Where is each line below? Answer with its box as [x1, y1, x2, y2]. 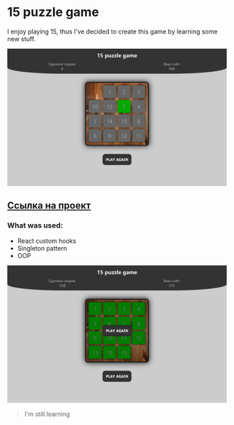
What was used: [7, 221, 63, 230]
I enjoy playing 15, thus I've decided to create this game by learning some [7, 27, 218, 36]
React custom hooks [17, 237, 77, 245]
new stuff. [7, 34, 36, 43]
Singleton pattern [17, 244, 68, 252]
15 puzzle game [7, 4, 100, 20]
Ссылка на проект [7, 200, 91, 211]
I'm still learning [24, 410, 70, 418]
